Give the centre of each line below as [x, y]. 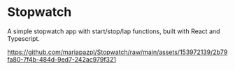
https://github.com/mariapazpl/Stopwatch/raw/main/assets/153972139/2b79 [117, 52]
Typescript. [24, 38]
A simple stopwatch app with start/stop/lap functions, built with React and [114, 31]
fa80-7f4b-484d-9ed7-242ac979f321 [62, 59]
